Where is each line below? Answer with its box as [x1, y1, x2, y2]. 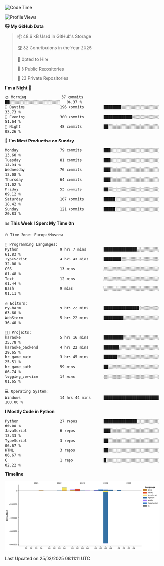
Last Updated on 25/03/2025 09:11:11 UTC [5, 555, 90, 561]
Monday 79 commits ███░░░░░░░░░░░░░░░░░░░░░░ [5, 148, 159, 153]
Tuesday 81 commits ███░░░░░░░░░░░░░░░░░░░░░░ [5, 158, 159, 163]
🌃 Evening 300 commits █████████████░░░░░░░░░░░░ [5, 115, 159, 119]
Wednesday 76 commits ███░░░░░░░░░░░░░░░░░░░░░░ [5, 167, 159, 172]
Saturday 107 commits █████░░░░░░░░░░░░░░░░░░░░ [5, 197, 159, 202]
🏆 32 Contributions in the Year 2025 [17, 45, 92, 51]
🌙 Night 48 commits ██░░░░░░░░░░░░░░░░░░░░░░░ [5, 124, 159, 129]
